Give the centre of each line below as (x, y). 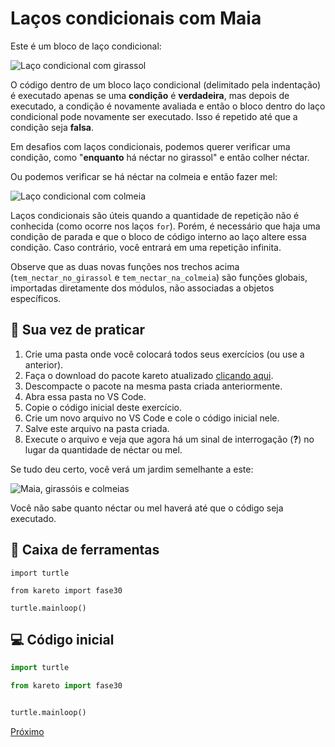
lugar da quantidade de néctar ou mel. (103, 449)
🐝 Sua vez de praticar (78, 330)
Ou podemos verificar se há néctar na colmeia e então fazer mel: (144, 176)
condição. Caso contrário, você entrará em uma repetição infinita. (146, 247)
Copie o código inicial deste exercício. (103, 407)
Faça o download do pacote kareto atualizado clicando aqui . (149, 375)
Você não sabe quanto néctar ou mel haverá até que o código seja (147, 508)
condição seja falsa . (52, 127)
